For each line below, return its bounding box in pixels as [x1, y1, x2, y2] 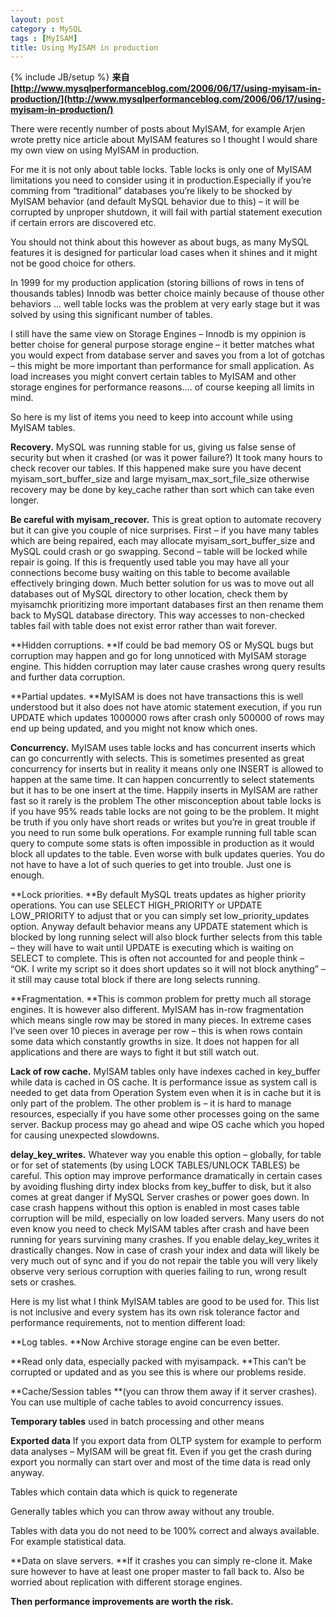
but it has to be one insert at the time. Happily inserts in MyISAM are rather [10, 784, 319, 796]
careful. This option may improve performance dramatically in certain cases [10, 1170, 323, 1182]
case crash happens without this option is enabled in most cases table [10, 1202, 300, 1214]
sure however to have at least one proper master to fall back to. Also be [10, 1566, 305, 1578]
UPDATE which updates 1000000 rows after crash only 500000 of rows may [10, 712, 325, 724]
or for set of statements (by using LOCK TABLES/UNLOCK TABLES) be [10, 1159, 300, 1171]
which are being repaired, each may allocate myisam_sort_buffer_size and [10, 535, 315, 547]
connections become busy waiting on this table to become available [10, 567, 291, 579]
